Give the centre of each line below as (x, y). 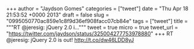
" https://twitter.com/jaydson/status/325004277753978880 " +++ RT (90, 34)
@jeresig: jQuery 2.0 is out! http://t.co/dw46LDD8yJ (70, 40)
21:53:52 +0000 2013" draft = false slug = (58, 15)
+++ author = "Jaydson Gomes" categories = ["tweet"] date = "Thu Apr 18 (97, 9)
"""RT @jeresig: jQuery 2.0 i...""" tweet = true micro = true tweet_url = (92, 27)
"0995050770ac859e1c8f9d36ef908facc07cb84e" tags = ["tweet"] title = (97, 21)
